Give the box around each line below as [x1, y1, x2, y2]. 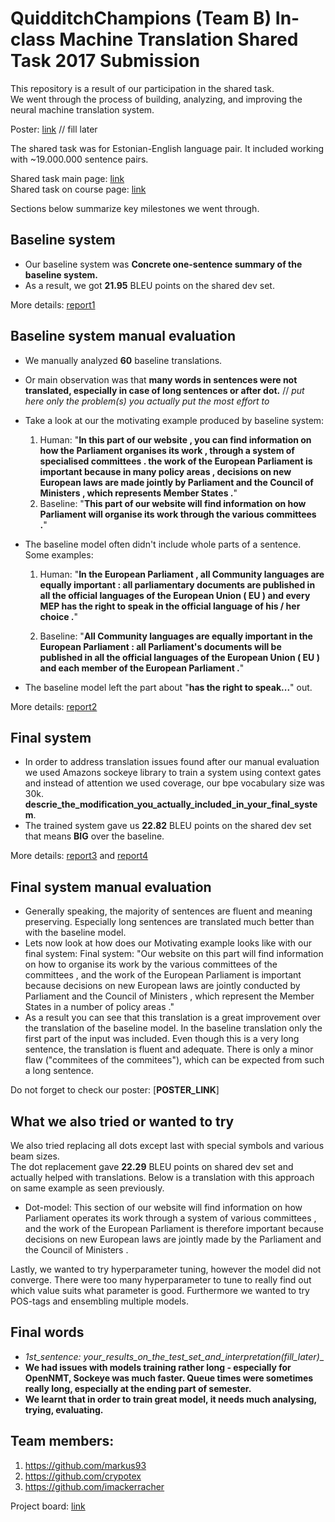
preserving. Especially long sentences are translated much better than [24, 916, 315, 928]
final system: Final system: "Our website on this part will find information [24, 948, 324, 960]
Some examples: [24, 548, 94, 561]
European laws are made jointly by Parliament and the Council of [39, 476, 314, 488]
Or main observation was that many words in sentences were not [24, 373, 298, 386]
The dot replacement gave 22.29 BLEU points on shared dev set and [10, 1161, 294, 1172]
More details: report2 [10, 700, 98, 712]
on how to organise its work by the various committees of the [24, 958, 278, 971]
